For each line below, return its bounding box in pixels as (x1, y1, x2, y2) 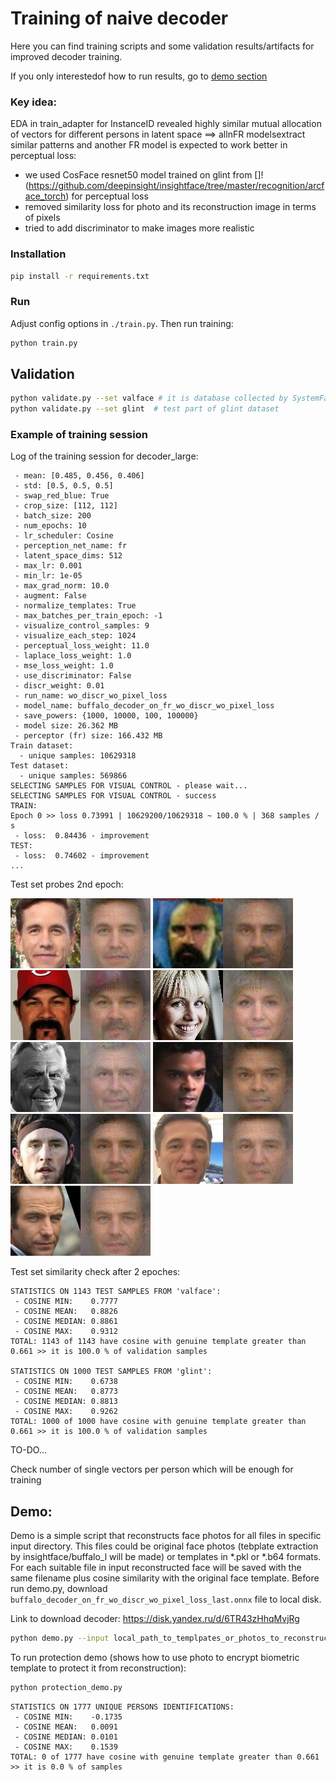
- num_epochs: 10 (14, 521, 87, 531)
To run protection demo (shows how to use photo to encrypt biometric (10, 1652, 300, 1664)
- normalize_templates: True (14, 601, 137, 611)
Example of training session (10, 428, 148, 442)
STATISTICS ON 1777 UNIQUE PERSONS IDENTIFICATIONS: (10, 1702, 235, 1712)
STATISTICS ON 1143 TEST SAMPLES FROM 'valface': (10, 1287, 222, 1297)
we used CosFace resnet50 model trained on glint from (24, 169, 253, 181)
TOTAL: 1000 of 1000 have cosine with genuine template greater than (10, 1417, 307, 1427)
